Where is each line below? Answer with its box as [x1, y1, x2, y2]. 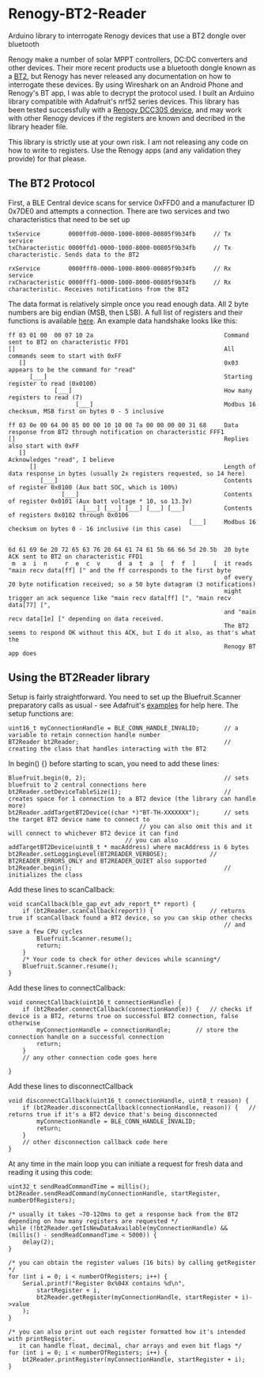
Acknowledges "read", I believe [8, 455, 115, 463]
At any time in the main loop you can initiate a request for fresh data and [8, 1159, 243, 1168]
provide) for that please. [8, 153, 87, 163]
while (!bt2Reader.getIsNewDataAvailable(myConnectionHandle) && [8, 1224, 228, 1232]
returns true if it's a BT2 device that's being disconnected [8, 1110, 217, 1119]
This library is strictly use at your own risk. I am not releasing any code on [8, 137, 249, 146]
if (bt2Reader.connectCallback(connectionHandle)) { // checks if [22, 1005, 253, 1013]
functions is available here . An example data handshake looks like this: [8, 315, 238, 325]
